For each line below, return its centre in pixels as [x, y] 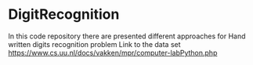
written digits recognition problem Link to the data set [95, 44]
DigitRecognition [64, 14]
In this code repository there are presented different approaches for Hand [127, 36]
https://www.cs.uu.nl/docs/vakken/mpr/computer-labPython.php [113, 52]
